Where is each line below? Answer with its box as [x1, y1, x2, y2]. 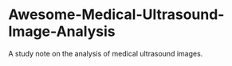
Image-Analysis [8, 22, 116, 41]
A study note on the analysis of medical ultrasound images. [8, 49, 203, 58]
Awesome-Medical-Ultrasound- [8, 6, 225, 24]
